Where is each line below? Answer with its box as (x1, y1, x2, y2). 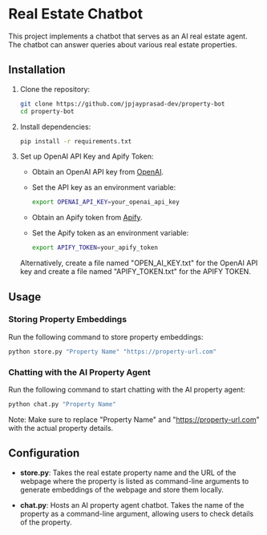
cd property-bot (19, 107, 75, 115)
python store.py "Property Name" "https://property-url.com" (8, 348, 217, 356)
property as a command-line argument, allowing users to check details (19, 509, 254, 518)
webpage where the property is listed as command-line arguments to (19, 476, 249, 485)
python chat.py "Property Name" (8, 400, 116, 408)
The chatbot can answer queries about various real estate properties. (8, 39, 238, 49)
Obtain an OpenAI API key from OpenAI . (31, 167, 164, 177)
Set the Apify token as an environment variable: (31, 228, 189, 238)
